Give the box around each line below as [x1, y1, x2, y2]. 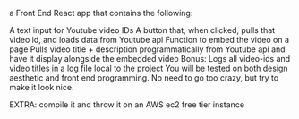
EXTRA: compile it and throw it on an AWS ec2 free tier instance [9, 99, 244, 110]
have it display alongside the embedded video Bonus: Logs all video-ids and [9, 54, 291, 64]
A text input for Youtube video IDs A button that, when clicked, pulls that [9, 25, 276, 35]
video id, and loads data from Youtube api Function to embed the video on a [9, 35, 289, 45]
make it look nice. [9, 82, 74, 92]
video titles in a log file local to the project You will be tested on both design [9, 63, 288, 73]
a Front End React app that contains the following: [9, 8, 193, 18]
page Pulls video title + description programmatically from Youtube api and [9, 44, 286, 55]
